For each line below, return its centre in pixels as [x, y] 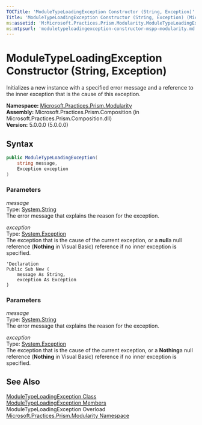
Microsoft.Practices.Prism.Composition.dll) [59, 118]
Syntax [20, 144]
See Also [23, 382]
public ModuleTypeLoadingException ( [52, 157]
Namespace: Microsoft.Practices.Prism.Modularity [69, 106]
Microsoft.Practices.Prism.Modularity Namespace [68, 415]
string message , [38, 163]
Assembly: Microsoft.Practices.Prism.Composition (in [73, 112]
